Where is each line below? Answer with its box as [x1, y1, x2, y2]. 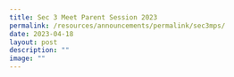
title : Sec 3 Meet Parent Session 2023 [9, 12, 158, 22]
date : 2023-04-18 [9, 29, 74, 38]
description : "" [9, 46, 70, 55]
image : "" [9, 54, 46, 63]
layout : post [9, 37, 58, 47]
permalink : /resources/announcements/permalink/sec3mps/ [9, 21, 226, 30]
